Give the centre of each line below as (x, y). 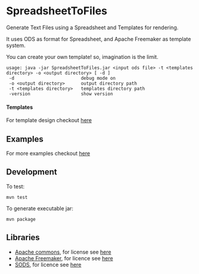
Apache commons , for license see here (63, 252)
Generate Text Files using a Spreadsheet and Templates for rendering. (92, 27)
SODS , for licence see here (48, 264)
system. (16, 45)
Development (32, 172)
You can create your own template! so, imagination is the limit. (83, 57)
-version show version (61, 94)
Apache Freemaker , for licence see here (64, 258)
